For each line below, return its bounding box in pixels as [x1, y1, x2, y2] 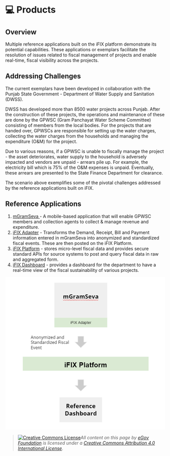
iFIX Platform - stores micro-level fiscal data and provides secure [12, 245, 149, 252]
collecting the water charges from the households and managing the [5, 133, 149, 139]
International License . [17, 445, 63, 451]
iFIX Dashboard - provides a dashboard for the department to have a [12, 262, 156, 268]
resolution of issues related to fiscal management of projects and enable [5, 52, 157, 58]
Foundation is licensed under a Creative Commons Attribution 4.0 [17, 440, 155, 446]
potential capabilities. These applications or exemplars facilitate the [5, 47, 146, 52]
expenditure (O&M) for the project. [5, 138, 78, 145]
